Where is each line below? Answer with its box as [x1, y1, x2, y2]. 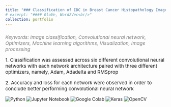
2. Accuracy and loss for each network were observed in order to [5, 79, 152, 86]
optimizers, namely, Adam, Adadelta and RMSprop [5, 69, 119, 76]
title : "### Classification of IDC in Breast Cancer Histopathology [5, 7, 154, 13]
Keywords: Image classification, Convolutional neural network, [5, 34, 147, 41]
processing [5, 46, 31, 53]
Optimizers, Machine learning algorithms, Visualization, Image [5, 40, 146, 47]
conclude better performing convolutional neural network [5, 85, 134, 92]
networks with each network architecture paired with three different [5, 63, 158, 70]
